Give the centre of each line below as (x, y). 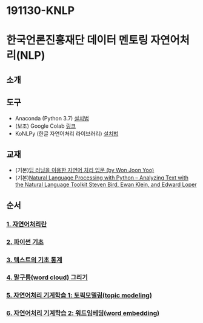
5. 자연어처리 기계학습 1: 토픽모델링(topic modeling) (79, 296)
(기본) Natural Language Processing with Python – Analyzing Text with (102, 178)
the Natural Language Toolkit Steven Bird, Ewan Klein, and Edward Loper (106, 185)
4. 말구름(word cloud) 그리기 (47, 277)
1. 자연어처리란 (27, 224)
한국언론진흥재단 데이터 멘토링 (77, 40)
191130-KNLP (40, 11)
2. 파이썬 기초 (25, 242)
